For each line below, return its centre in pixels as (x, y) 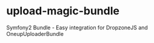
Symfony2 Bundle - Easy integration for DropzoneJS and (77, 27)
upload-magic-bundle (63, 11)
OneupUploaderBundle (35, 33)
